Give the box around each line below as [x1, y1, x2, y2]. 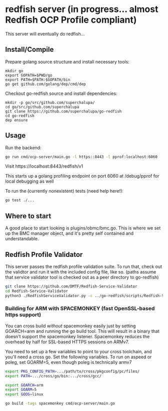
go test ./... [5, 198, 35, 203]
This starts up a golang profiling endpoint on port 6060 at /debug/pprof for [5, 173, 159, 179]
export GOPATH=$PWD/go [5, 73, 52, 78]
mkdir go [5, 68, 23, 73]
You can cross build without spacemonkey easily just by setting [5, 323, 136, 329]
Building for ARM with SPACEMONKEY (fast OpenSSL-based [5, 305, 155, 312]
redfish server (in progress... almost [5, 4, 158, 15]
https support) [5, 311, 41, 318]
